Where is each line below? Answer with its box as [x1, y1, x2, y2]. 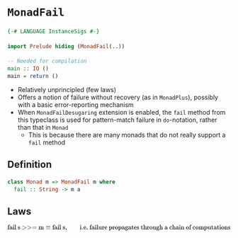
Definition [7, 159, 52, 171]
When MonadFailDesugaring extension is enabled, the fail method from [17, 108, 226, 117]
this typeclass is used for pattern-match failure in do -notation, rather [17, 115, 217, 124]
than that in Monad [17, 123, 69, 132]
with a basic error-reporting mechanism [17, 101, 135, 109]
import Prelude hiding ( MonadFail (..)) [7, 42, 125, 50]
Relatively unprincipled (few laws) [17, 86, 117, 94]
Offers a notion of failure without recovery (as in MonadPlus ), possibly [17, 93, 218, 102]
